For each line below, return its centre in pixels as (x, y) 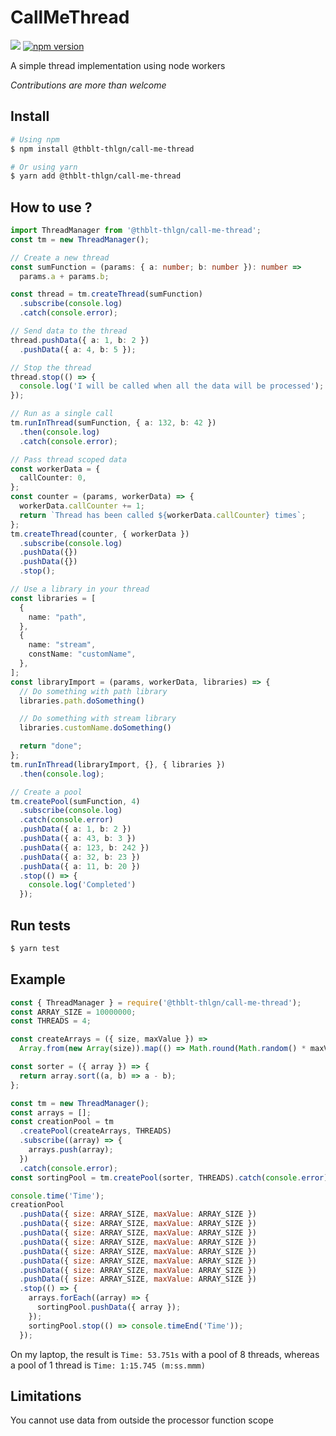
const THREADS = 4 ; (51, 1021)
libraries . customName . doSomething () (95, 728)
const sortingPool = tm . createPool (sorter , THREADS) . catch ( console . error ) (169, 1177)
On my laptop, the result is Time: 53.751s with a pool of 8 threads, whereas (165, 1354)
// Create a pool (46, 792)
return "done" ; (51, 746)
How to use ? (51, 207)
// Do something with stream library (98, 719)
